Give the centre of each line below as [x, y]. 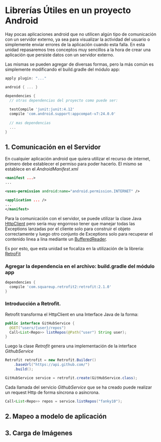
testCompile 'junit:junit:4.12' [42, 109]
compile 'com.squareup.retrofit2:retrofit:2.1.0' [60, 287]
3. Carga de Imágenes [39, 433]
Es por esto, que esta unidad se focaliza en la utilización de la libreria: [75, 248]
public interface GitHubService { [40, 323]
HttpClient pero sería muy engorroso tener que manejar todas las [70, 223]
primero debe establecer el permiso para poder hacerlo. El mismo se [74, 164]
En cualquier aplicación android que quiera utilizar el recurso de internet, [78, 159]
